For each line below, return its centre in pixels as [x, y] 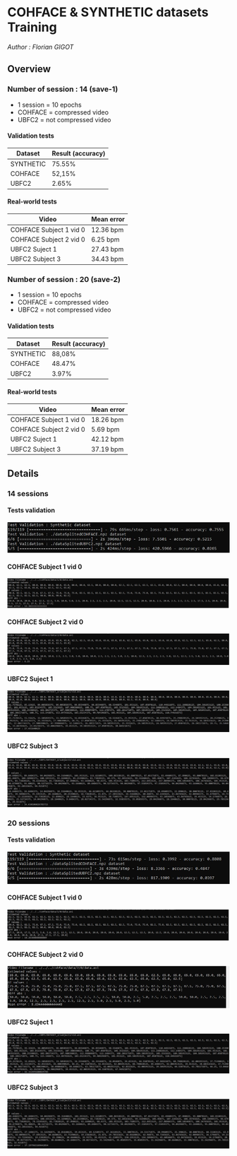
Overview [29, 69]
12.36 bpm [108, 230]
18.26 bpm [108, 419]
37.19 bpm [108, 449]
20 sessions [29, 822]
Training [32, 27]
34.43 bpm [108, 259]
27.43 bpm [108, 249]
